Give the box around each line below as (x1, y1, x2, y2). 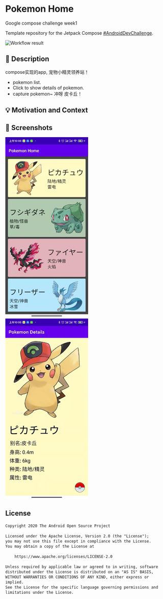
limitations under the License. (5, 590, 74, 595)
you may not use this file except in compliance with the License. (5, 539, 152, 544)
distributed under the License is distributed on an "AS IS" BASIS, (5, 569, 154, 574)
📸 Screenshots (5, 123, 53, 132)
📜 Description (5, 55, 49, 63)
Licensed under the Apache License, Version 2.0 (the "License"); (5, 533, 149, 539)
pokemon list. (12, 79, 41, 85)
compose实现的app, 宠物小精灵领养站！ (5, 69, 89, 75)
